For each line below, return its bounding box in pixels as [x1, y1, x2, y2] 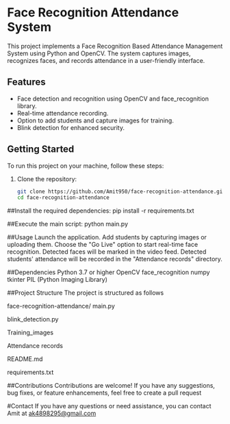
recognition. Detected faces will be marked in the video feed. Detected [7, 248, 207, 256]
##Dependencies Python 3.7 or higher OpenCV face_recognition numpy [7, 268, 210, 276]
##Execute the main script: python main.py [7, 220, 129, 228]
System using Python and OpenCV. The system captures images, [7, 49, 191, 57]
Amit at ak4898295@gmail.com [7, 409, 97, 418]
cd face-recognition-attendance [16, 194, 110, 201]
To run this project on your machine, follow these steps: [7, 161, 164, 170]
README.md [7, 355, 43, 363]
